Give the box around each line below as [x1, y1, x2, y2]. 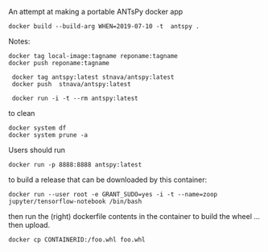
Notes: [8, 36, 31, 46]
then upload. [8, 221, 51, 229]
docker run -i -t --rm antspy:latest [11, 94, 138, 102]
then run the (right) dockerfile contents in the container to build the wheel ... [8, 212, 260, 221]
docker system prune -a [8, 131, 89, 139]
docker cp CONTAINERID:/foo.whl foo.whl [8, 236, 146, 244]
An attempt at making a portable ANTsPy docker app [8, 7, 183, 16]
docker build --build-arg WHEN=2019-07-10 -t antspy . [8, 23, 200, 31]
